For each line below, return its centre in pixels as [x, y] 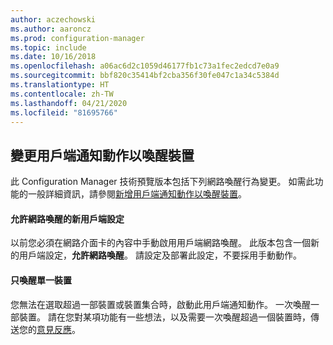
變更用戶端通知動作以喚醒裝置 [102, 155]
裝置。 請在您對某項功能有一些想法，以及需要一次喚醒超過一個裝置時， [164, 317]
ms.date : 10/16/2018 [53, 57]
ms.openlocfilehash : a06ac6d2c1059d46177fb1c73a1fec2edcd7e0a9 [145, 66]
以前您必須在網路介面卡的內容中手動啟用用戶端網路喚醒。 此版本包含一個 [160, 243]
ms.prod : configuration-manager [77, 38]
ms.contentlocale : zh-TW [62, 94]
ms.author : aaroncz [51, 29]
